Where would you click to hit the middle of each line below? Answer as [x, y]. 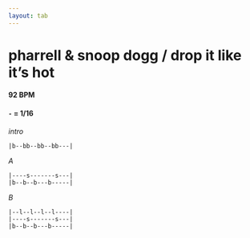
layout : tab [28, 16]
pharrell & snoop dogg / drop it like [125, 55]
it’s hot [32, 72]
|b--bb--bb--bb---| [41, 146]
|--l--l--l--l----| [41, 212]
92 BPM [22, 95]
